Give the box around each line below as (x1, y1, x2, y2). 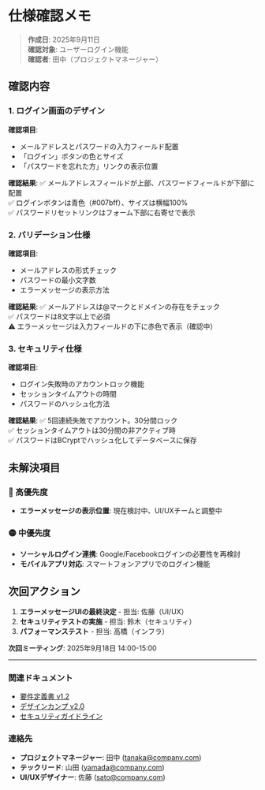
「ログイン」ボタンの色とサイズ (19, 151, 124, 161)
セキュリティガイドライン (19, 711, 103, 721)
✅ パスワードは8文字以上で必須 (8, 311, 110, 321)
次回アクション (8, 584, 80, 598)
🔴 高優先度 (8, 486, 49, 497)
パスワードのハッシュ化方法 (19, 399, 110, 408)
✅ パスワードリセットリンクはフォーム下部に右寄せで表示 (8, 207, 196, 217)
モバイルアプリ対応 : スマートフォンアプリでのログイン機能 (19, 559, 211, 568)
